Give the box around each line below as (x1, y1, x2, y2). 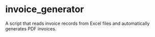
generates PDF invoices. (5, 25, 57, 31)
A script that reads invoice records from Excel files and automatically (5, 20, 150, 26)
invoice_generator (5, 4, 84, 15)
